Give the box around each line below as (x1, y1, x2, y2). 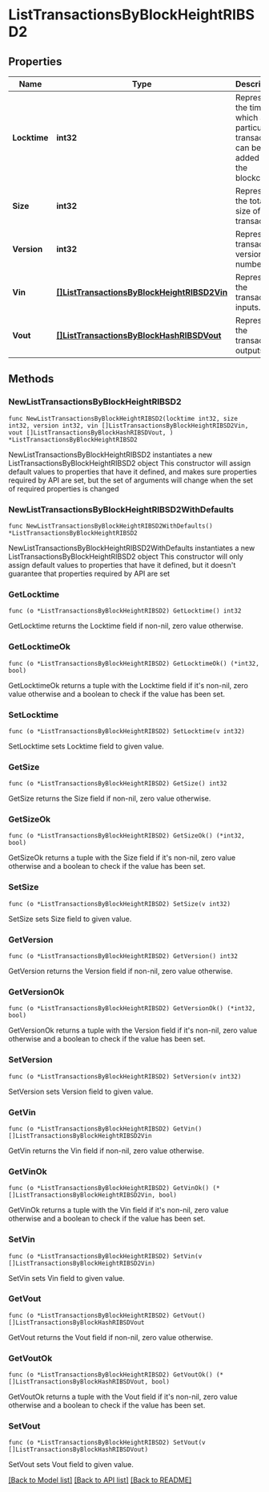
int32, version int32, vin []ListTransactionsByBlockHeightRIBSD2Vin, (8, 422, 249, 430)
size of (235, 206, 261, 216)
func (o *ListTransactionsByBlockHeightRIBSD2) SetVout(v (8, 1439, 206, 1447)
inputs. (235, 302, 262, 312)
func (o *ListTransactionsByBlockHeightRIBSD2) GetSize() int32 (8, 780, 227, 788)
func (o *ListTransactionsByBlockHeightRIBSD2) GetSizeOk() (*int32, (8, 832, 246, 840)
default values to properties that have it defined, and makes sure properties (8, 467, 258, 476)
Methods (8, 372, 54, 386)
